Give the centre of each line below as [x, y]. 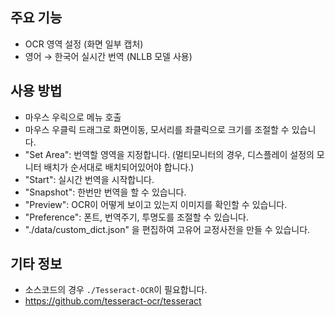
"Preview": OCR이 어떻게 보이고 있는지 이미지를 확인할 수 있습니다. [156, 204]
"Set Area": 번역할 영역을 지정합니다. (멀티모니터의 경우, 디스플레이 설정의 [169, 154]
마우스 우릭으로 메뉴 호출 [73, 117]
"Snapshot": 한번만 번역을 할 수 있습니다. [105, 192]
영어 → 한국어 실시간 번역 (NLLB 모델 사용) [108, 56]
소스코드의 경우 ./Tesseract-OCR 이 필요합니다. [116, 290]
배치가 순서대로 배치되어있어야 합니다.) [119, 167]
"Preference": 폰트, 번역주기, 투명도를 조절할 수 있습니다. [136, 217]
